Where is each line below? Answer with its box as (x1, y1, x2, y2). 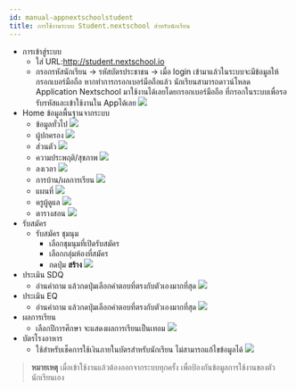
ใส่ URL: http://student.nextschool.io (35, 55, 165, 67)
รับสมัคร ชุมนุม (35, 228, 79, 238)
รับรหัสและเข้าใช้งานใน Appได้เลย (35, 97, 136, 108)
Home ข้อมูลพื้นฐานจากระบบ (21, 107, 110, 118)
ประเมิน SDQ (21, 269, 64, 279)
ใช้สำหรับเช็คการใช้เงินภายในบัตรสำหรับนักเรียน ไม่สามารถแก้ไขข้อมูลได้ (35, 344, 243, 354)
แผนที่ (35, 185, 54, 196)
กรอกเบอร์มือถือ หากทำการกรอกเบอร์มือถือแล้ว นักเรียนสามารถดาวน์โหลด (35, 76, 251, 87)
